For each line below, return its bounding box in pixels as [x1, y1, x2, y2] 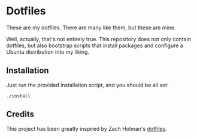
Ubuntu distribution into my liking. [6, 48, 90, 55]
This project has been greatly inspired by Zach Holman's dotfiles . [6, 125, 167, 132]
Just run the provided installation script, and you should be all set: [6, 81, 169, 88]
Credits [6, 109, 35, 119]
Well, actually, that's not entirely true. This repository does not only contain [6, 35, 192, 42]
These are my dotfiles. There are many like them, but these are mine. [6, 24, 176, 31]
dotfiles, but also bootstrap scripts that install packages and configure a [6, 42, 184, 49]
